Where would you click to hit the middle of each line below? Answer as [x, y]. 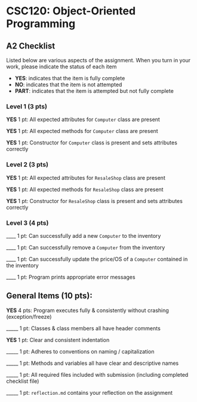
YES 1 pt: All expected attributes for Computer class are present [83, 120]
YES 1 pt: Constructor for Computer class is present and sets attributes [92, 143]
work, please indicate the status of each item [61, 67]
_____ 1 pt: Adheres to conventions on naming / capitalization [80, 351]
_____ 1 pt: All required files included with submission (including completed [97, 374]
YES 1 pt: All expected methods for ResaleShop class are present [85, 189]
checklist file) [23, 381]
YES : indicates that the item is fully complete [70, 78]
